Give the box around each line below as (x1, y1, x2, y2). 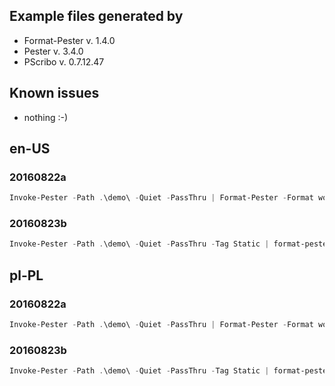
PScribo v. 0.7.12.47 (23, 55, 105, 68)
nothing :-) (23, 111, 69, 123)
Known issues (9, 85, 100, 102)
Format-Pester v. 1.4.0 (23, 34, 116, 46)
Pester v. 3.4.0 (23, 45, 84, 57)
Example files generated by (9, 8, 184, 25)
